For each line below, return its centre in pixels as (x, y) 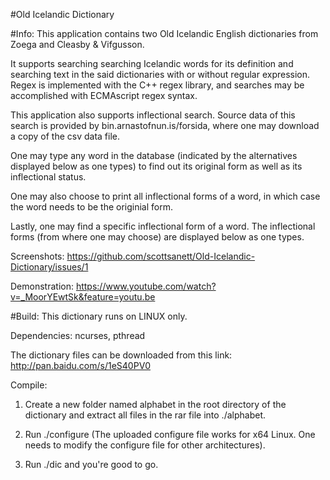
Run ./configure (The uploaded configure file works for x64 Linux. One (170, 434)
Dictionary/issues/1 (49, 267)
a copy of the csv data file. (65, 136)
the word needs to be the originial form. (91, 207)
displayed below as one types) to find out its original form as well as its (156, 166)
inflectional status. (48, 177)
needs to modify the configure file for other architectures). (145, 445)
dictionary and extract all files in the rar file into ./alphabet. (145, 415)
